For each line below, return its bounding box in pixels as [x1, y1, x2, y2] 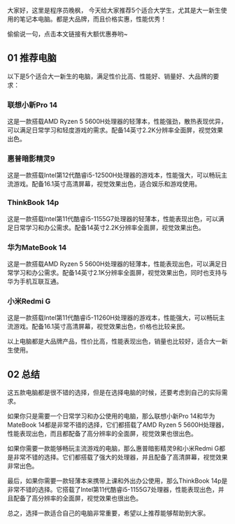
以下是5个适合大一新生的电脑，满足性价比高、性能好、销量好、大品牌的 [7, 72, 213, 80]
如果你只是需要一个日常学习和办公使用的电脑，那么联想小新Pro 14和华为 [7, 412, 215, 420]
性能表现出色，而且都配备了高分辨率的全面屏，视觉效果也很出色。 [7, 430, 197, 438]
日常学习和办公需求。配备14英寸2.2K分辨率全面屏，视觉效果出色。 [13, 223, 205, 232]
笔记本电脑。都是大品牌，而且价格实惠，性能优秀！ [19, 15, 166, 23]
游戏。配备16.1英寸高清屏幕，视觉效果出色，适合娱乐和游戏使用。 [13, 180, 201, 188]
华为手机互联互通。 [7, 277, 63, 285]
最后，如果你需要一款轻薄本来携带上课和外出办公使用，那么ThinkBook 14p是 [7, 476, 228, 485]
